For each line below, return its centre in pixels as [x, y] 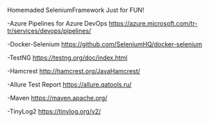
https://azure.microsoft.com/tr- [153, 23]
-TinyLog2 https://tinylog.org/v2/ [54, 111]
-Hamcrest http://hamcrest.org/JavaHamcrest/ [74, 71]
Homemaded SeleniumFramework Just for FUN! [76, 10]
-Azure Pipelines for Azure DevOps [57, 23]
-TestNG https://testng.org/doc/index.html [67, 58]
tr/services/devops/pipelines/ [49, 31]
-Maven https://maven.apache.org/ [57, 98]
